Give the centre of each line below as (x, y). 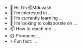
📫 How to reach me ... (33, 29)
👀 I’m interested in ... (31, 13)
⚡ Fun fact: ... (23, 41)
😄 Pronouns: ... (26, 36)
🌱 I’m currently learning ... (36, 18)
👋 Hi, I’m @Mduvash (31, 8)
